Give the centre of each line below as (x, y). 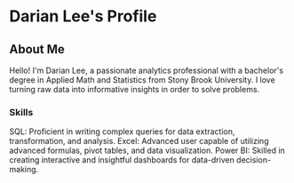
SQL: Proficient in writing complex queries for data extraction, (122, 131)
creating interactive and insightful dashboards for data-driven (122, 160)
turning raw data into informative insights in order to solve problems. (135, 89)
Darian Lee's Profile (83, 16)
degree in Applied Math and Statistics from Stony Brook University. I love (142, 80)
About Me (37, 49)
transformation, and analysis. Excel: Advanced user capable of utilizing (139, 141)
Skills (21, 112)
